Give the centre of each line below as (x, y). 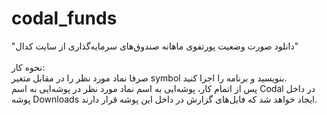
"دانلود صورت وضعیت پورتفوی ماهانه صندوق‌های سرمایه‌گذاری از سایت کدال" (155, 46)
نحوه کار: (28, 67)
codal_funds (64, 18)
